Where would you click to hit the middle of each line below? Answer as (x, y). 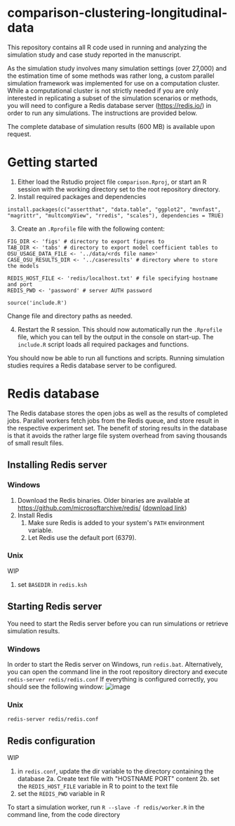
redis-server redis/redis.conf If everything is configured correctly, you (113, 679)
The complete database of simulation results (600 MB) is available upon (111, 126)
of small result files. (36, 442)
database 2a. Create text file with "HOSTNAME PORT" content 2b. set (118, 779)
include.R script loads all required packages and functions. (103, 344)
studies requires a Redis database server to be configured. (92, 365)
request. (19, 134)
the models (23, 266)
